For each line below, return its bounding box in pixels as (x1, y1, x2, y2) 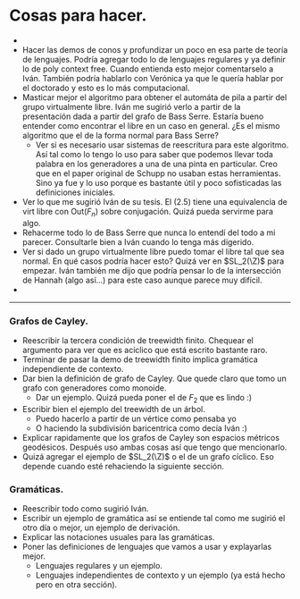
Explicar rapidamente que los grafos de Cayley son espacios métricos (21, 432, 279, 443)
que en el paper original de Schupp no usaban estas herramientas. (35, 167, 281, 179)
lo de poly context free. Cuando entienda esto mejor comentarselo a (21, 63, 274, 74)
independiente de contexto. (21, 364, 124, 375)
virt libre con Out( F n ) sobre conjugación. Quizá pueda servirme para (21, 206, 274, 219)
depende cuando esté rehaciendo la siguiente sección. (21, 460, 225, 471)
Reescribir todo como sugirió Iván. (21, 503, 149, 514)
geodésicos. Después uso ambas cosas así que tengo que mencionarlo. (21, 442, 287, 452)
